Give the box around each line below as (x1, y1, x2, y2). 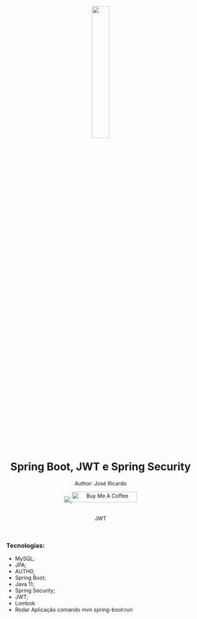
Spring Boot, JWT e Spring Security (10, 460, 191, 474)
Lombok (14, 600, 36, 607)
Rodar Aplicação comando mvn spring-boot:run (14, 606, 133, 614)
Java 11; (14, 581, 35, 588)
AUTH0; (14, 568, 35, 575)
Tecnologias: (6, 541, 45, 549)
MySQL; (14, 555, 35, 563)
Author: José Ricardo (74, 480, 127, 487)
